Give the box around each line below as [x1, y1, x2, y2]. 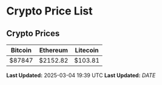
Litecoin [75, 46, 99, 54]
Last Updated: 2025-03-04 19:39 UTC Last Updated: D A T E [6, 72, 156, 79]
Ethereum [39, 46, 69, 54]
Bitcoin [10, 46, 32, 54]
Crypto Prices [6, 28, 60, 39]
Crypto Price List [6, 4, 93, 18]
